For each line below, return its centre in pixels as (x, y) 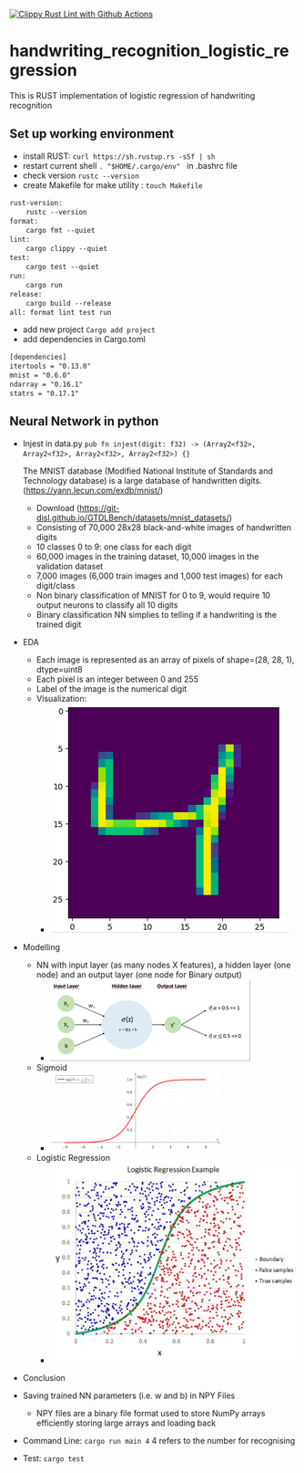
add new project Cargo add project (89, 329)
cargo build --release (69, 303)
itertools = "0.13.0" (51, 366)
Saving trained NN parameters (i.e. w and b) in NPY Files (129, 1395)
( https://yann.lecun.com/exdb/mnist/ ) (93, 490)
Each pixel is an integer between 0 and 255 (117, 679)
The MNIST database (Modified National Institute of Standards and (147, 471)
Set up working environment (92, 134)
